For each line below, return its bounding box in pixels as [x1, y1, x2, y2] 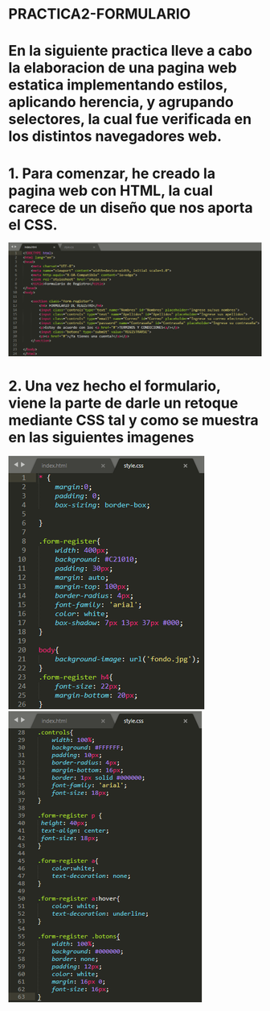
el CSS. [8, 215, 58, 234]
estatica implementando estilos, [8, 76, 227, 94]
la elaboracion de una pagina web [8, 59, 237, 77]
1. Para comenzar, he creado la [8, 164, 215, 182]
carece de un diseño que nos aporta [8, 198, 253, 217]
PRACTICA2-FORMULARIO [8, 5, 191, 23]
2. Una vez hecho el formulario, [8, 377, 221, 396]
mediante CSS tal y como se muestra [8, 412, 259, 429]
